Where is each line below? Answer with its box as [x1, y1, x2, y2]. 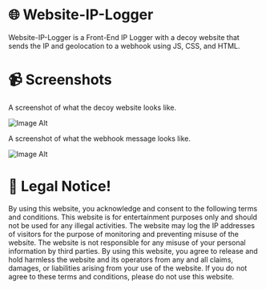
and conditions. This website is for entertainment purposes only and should [8, 212, 258, 222]
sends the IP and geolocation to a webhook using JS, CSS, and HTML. [8, 41, 240, 50]
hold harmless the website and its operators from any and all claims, [8, 255, 234, 264]
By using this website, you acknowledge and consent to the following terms [8, 203, 258, 213]
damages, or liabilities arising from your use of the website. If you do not [8, 263, 248, 273]
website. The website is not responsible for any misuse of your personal [8, 238, 246, 247]
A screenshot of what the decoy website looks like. [8, 102, 177, 112]
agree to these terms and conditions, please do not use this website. [8, 271, 235, 281]
